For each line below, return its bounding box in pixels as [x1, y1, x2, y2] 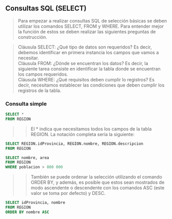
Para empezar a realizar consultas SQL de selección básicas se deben [17, 17, 167, 24]
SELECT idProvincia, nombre [5, 200, 66, 205]
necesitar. [17, 55, 40, 61]
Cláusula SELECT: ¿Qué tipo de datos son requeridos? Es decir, [17, 43, 152, 50]
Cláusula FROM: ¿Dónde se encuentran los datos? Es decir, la [17, 60, 148, 66]
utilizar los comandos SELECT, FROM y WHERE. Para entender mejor [17, 23, 164, 29]
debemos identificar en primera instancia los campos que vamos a [17, 49, 159, 55]
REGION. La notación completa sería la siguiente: [30, 131, 135, 137]
